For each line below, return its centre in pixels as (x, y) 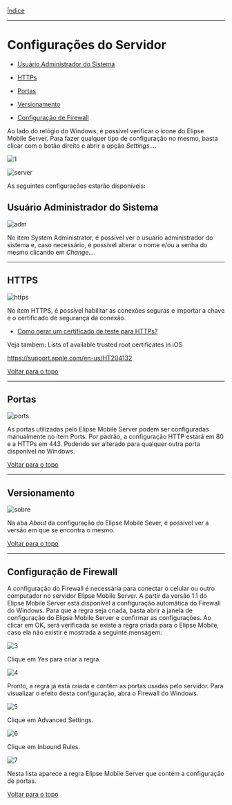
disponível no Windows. (41, 452)
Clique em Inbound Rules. (44, 747)
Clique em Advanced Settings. (50, 720)
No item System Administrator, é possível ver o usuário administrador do (110, 237)
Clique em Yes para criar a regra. (54, 659)
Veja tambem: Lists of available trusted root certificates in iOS (95, 345)
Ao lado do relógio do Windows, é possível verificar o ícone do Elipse (106, 130)
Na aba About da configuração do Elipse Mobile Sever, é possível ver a (108, 523)
